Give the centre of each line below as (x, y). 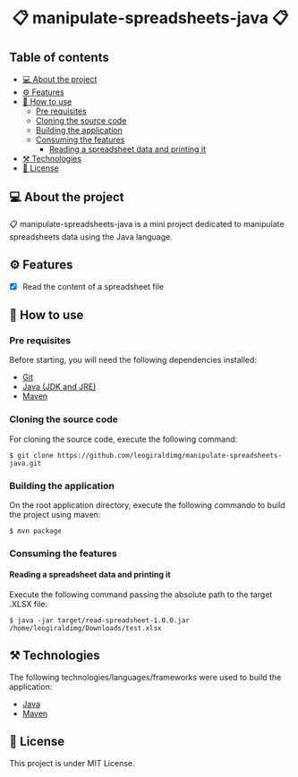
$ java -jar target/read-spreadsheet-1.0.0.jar (100, 621)
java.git (26, 463)
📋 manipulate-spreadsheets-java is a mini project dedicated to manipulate (147, 224)
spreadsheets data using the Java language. (91, 236)
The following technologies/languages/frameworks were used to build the (145, 677)
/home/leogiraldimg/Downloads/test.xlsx (86, 629)
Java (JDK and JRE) (59, 387)
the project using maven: (55, 514)
